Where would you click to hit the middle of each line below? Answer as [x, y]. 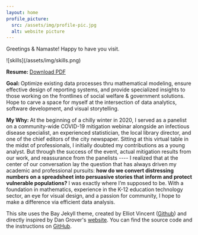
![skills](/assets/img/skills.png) [44, 61]
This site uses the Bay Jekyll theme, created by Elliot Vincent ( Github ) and [96, 214]
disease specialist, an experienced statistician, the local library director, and [99, 133]
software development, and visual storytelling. [63, 109]
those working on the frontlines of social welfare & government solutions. [95, 96]
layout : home [22, 12]
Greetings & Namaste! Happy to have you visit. [63, 49]
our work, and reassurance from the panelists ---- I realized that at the [92, 158]
